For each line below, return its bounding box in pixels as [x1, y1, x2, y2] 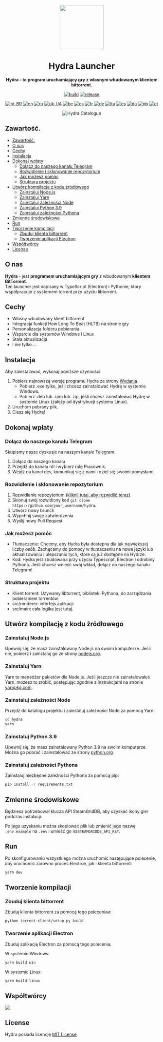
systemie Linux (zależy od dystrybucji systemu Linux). [19, 399, 128, 405]
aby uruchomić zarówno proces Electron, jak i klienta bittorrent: [5, 860, 132, 866]
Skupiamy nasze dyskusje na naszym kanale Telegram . [5, 449, 116, 455]
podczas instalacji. [5, 814, 42, 820]
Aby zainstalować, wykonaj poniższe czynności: [5, 368, 102, 375]
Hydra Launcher [48, 61, 115, 72]
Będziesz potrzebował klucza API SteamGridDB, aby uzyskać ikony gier [5, 809, 149, 814]
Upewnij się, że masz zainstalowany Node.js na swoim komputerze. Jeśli [5, 646, 151, 652]
